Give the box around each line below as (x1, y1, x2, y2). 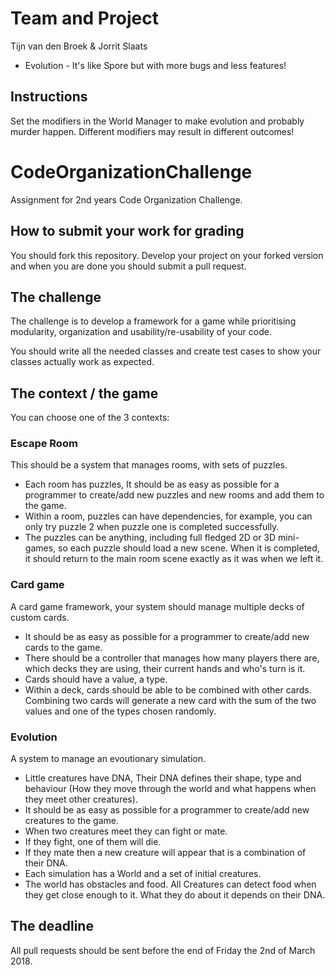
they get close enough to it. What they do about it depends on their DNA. (24, 889, 326, 901)
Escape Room (10, 437, 78, 451)
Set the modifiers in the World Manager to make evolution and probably (10, 115, 305, 127)
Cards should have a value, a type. (24, 673, 168, 685)
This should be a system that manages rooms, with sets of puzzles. (10, 459, 288, 471)
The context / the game (10, 385, 159, 402)
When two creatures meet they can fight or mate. (24, 825, 228, 837)
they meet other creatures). (24, 793, 138, 806)
